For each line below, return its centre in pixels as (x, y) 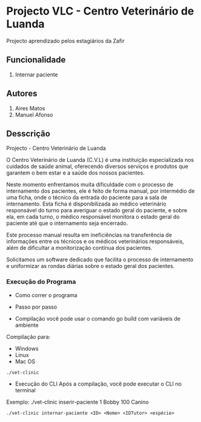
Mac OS (25, 361)
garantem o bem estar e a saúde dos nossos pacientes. (76, 173)
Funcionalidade (36, 60)
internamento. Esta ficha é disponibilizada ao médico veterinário (86, 204)
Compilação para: (28, 337)
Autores (22, 94)
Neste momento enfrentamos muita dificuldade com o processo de (90, 185)
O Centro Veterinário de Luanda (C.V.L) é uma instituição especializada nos (100, 160)
